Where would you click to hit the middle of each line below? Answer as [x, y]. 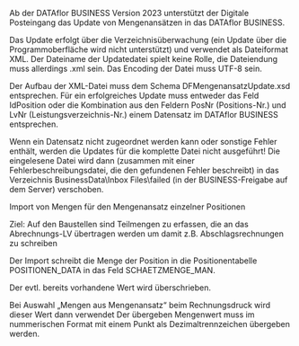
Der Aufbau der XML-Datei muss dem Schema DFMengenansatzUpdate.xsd [150, 86]
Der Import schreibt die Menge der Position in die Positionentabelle [133, 261]
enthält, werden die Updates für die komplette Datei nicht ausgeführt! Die [145, 151]
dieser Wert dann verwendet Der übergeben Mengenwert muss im [132, 315]
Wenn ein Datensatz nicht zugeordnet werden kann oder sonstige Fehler [143, 142]
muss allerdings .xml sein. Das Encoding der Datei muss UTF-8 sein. [136, 68]
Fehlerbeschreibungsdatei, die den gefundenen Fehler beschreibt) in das [145, 170]
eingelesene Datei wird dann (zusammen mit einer [102, 160]
